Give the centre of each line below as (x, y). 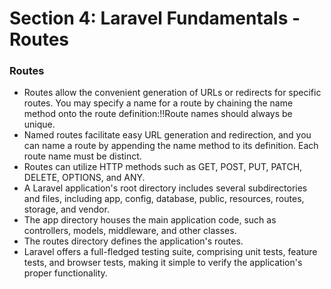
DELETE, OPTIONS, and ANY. (84, 178)
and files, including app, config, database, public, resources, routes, (164, 199)
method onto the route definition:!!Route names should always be (158, 114)
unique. (39, 124)
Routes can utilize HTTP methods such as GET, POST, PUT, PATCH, (163, 167)
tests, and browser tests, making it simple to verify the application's (163, 263)
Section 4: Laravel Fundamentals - (155, 18)
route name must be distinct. (82, 156)
